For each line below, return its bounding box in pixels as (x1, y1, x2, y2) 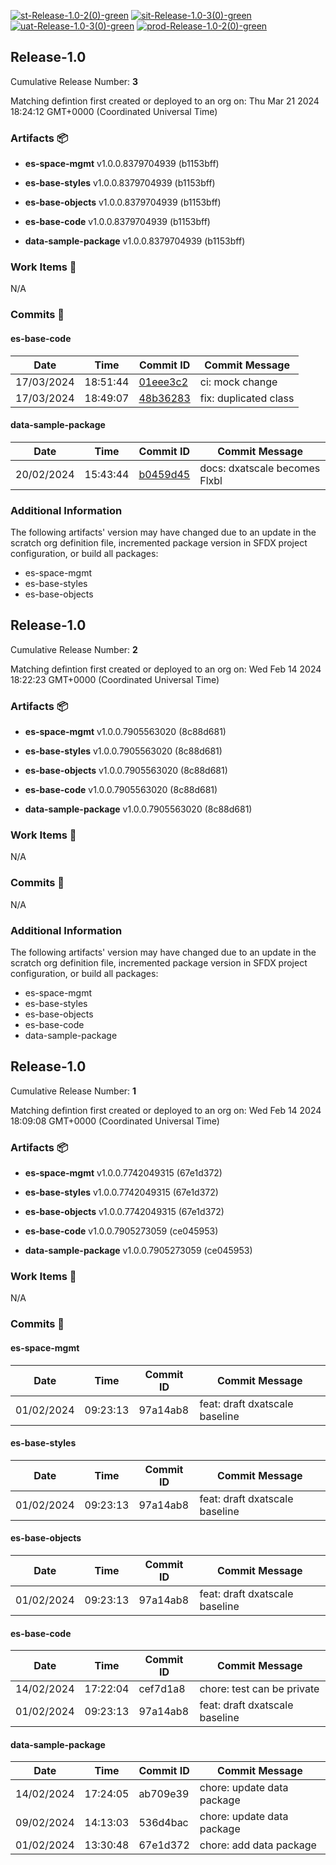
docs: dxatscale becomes (199, 461, 321, 475)
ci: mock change (199, 375, 278, 389)
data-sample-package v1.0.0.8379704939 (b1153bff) (24, 235, 246, 247)
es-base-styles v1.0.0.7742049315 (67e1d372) (24, 1186, 219, 1199)
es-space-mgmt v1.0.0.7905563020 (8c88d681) (24, 726, 227, 738)
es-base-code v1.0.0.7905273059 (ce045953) (24, 1225, 219, 1237)
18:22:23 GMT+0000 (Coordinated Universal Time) (10, 673, 220, 685)
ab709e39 (138, 1787, 190, 1801)
